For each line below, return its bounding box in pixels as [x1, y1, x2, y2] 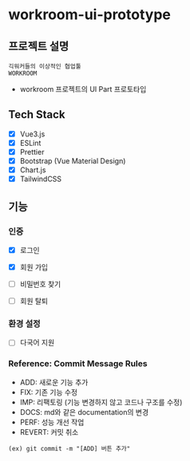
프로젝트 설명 [8, 39, 69, 53]
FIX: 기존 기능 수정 [19, 387, 78, 396]
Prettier [19, 147, 45, 156]
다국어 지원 [19, 337, 55, 348]
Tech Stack [8, 108, 65, 121]
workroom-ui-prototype [8, 6, 172, 24]
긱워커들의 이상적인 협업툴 [8, 62, 81, 70]
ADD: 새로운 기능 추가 [19, 377, 89, 387]
